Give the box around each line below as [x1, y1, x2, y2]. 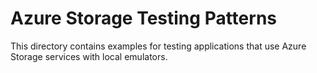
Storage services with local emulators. [10, 50, 168, 62]
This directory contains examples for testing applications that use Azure [10, 40, 307, 52]
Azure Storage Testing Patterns [10, 7, 278, 30]
